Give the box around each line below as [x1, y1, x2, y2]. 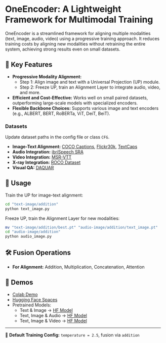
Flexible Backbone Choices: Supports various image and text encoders [12, 105, 159, 111]
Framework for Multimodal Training [5, 14, 153, 25]
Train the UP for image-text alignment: [5, 192, 83, 198]
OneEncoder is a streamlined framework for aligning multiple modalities [5, 30, 151, 36]
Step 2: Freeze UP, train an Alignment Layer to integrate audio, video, [19, 84, 161, 90]
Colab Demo [12, 291, 38, 297]
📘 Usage [5, 179, 31, 188]
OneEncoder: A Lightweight [5, 3, 122, 15]
